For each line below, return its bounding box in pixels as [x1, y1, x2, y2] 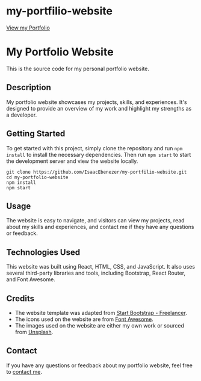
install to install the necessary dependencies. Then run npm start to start [6, 151, 191, 158]
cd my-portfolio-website [6, 174, 69, 180]
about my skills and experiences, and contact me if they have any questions [6, 224, 194, 231]
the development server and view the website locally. [6, 157, 138, 165]
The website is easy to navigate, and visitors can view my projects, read [6, 217, 185, 224]
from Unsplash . [14, 328, 54, 335]
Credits [6, 293, 35, 303]
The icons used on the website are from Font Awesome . [14, 315, 153, 323]
